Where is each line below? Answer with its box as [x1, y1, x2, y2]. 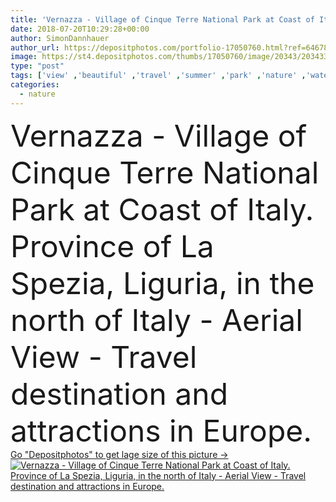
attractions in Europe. [10, 411, 313, 450]
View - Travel [10, 337, 198, 376]
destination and [10, 374, 229, 413]
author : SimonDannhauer [10, 33, 110, 43]
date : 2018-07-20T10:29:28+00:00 [10, 24, 150, 34]
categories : [10, 80, 60, 90]
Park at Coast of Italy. [10, 190, 315, 228]
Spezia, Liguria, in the [10, 264, 315, 302]
